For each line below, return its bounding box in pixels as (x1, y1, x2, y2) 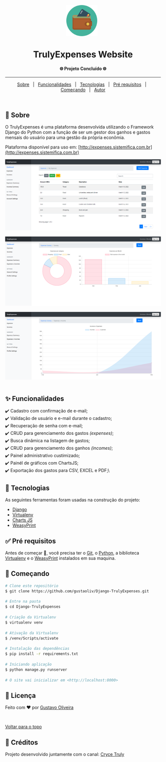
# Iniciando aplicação (5, 662, 52, 667)
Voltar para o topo (5, 724, 42, 730)
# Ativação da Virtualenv (5, 630, 58, 635)
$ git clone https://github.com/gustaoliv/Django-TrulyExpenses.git (5, 588, 149, 594)
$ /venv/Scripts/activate (5, 635, 58, 641)
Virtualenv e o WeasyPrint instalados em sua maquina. (5, 555, 116, 561)
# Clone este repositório (5, 583, 58, 588)
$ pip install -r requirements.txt (5, 651, 79, 657)
